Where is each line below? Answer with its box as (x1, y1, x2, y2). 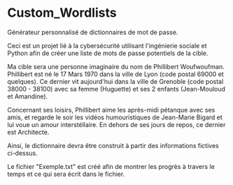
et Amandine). (7, 92, 48, 101)
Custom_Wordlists (7, 5, 117, 21)
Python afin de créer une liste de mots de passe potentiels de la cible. (7, 49, 209, 57)
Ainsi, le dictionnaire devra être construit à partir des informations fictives (7, 141, 219, 149)
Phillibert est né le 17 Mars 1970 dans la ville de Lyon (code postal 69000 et (7, 70, 224, 78)
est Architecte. (7, 128, 50, 136)
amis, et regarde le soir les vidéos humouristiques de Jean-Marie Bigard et (7, 113, 223, 121)
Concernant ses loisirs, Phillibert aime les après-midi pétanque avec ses (7, 105, 216, 114)
